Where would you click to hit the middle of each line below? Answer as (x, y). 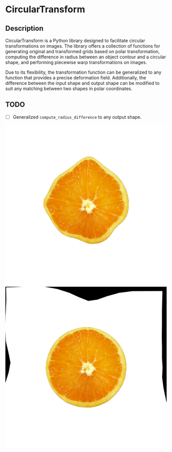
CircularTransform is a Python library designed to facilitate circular (75, 40)
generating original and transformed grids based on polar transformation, (83, 51)
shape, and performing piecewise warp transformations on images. (76, 62)
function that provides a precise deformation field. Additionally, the (76, 78)
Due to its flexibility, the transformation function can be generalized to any (83, 72)
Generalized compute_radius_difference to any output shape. (77, 117)
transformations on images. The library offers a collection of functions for (83, 46)
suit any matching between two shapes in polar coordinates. (69, 89)
